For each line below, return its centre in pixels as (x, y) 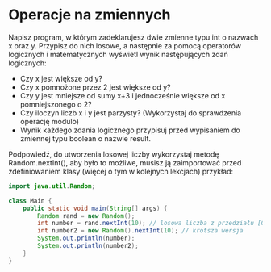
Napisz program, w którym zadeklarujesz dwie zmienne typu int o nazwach (133, 37)
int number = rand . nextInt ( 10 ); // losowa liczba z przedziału (146, 224)
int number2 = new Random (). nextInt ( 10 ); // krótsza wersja (140, 231)
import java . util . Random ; (52, 186)
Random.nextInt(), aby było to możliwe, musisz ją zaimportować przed (125, 162)
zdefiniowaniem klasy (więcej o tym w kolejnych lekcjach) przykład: (121, 171)
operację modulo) (49, 121)
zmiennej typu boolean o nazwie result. (85, 138)
